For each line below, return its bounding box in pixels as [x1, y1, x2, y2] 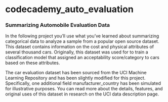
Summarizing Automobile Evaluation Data [5, 22, 110, 29]
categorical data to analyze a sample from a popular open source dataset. [5, 38, 159, 44]
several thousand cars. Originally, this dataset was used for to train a [5, 49, 148, 55]
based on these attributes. [5, 60, 60, 66]
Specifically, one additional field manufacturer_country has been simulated [5, 80, 161, 86]
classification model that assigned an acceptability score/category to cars [5, 55, 159, 61]
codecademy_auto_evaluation [5, 4, 134, 15]
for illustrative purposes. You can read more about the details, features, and [5, 86, 163, 92]
